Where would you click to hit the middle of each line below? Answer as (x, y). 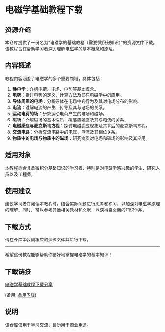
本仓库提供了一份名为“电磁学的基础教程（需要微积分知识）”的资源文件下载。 (81, 43)
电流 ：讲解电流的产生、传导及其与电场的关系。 (59, 107)
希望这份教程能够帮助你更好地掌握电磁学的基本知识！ (59, 255)
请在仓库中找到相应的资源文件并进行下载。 (48, 240)
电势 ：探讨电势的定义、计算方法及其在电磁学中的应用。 (68, 95)
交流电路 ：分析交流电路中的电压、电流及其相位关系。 (66, 132)
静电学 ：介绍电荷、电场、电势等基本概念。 (55, 89)
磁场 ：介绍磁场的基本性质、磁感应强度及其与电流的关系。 (70, 120)
